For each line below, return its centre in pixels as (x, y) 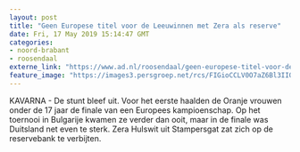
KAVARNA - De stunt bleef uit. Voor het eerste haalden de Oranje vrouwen (146, 100)
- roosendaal (33, 59)
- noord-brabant (39, 51)
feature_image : (37, 76)
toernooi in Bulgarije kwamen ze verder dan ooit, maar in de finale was (139, 119)
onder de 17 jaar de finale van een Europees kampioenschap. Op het (135, 110)
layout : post (33, 17)
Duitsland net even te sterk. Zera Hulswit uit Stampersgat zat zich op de (142, 129)
